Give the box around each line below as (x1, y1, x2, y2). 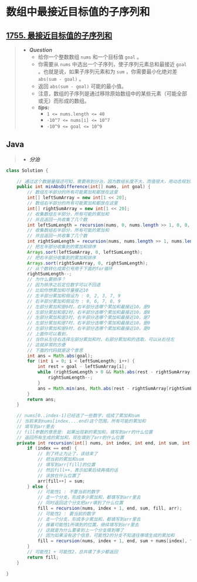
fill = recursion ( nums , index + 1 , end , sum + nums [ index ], (37, 538, 188, 544)
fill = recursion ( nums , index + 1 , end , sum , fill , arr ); (37, 505, 182, 512)
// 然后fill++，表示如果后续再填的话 (37, 467, 118, 473)
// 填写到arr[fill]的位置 (37, 462, 96, 468)
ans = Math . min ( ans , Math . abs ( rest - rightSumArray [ (37, 385, 169, 392)
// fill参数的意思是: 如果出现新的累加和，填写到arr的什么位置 (16, 429, 153, 435)
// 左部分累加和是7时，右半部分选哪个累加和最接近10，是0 (27, 320, 151, 326)
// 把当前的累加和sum (37, 457, 84, 462)
